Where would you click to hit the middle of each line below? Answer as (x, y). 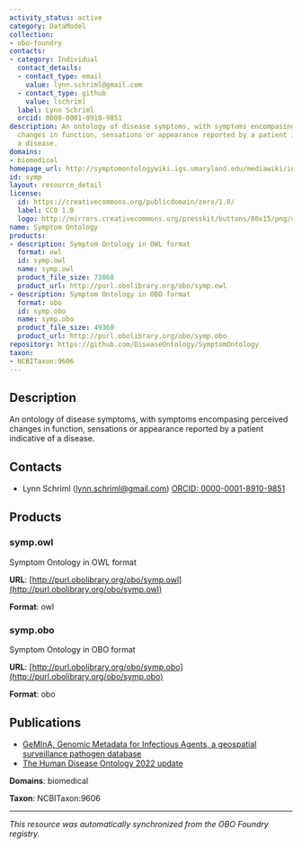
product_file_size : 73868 (66, 278)
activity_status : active (56, 18)
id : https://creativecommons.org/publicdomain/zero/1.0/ (126, 202)
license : (26, 194)
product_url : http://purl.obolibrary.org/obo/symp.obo (122, 336)
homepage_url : (36, 169)
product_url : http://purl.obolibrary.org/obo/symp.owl (122, 286)
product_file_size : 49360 (66, 328)
